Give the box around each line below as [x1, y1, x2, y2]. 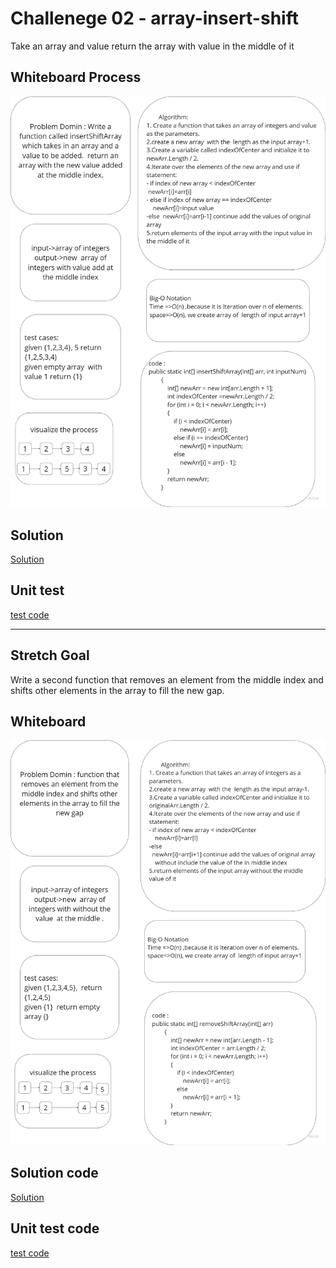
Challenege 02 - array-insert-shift [10, 7, 299, 30]
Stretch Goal [10, 647, 90, 664]
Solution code [10, 1165, 99, 1182]
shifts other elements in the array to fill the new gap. [10, 684, 225, 696]
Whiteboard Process [10, 69, 142, 86]
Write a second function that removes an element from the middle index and [10, 673, 324, 686]
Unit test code [10, 1220, 100, 1237]
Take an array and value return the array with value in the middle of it [10, 40, 295, 52]
